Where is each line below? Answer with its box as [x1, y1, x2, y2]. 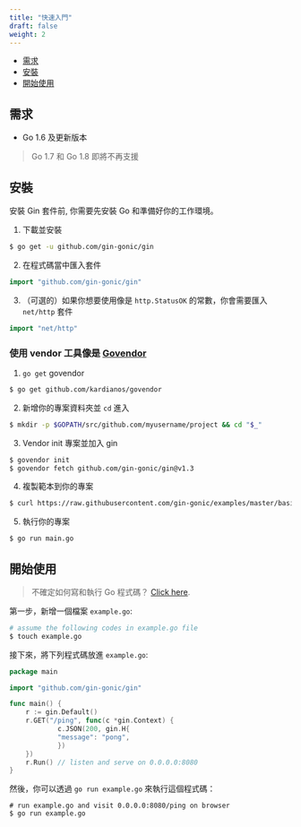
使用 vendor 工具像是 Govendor [9, 347, 147, 359]
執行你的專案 [21, 516, 70, 527]
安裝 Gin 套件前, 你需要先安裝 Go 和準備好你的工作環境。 [9, 205, 219, 216]
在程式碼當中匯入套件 [21, 259, 101, 270]
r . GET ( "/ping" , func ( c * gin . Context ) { [25, 716, 175, 726]
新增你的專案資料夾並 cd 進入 [21, 402, 130, 413]
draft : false [9, 22, 58, 30]
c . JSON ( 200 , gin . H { [56, 725, 130, 734]
